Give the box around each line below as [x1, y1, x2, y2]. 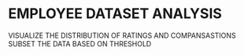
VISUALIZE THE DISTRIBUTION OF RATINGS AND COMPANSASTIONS [8, 31, 236, 40]
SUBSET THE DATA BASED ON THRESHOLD [8, 38, 152, 48]
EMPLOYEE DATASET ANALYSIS [8, 5, 223, 23]
